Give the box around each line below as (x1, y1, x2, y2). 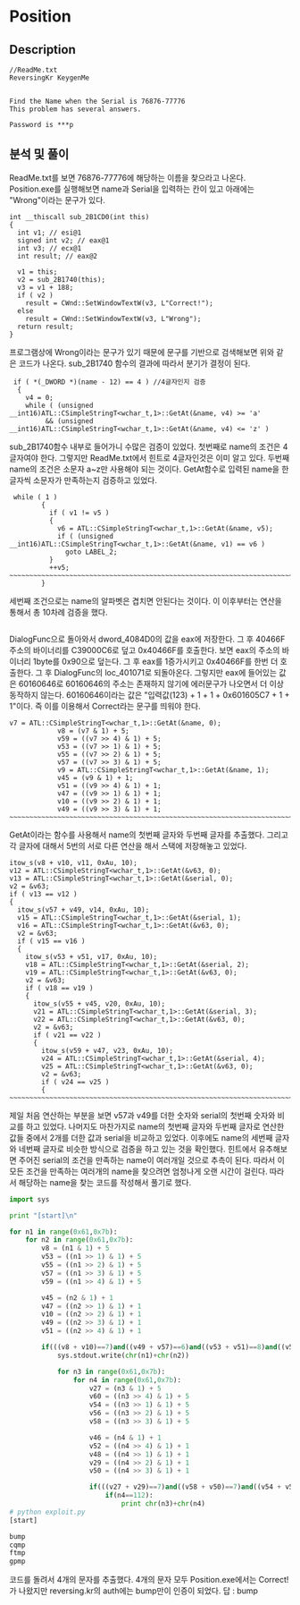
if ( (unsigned (56, 531, 114, 540)
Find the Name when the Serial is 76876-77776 (9, 97, 186, 106)
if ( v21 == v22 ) (32, 1031, 102, 1040)
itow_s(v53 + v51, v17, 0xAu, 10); (25, 952, 158, 961)
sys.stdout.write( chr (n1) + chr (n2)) (56, 1351, 190, 1360)
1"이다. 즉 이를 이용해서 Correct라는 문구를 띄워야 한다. (9, 701, 201, 711)
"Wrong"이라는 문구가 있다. (9, 194, 105, 205)
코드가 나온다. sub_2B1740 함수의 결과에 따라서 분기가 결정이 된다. (18, 358, 251, 369)
